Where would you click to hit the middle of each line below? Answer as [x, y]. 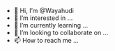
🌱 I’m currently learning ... [51, 25]
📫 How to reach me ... [46, 40]
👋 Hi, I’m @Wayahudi [44, 11]
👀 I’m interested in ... [43, 18]
